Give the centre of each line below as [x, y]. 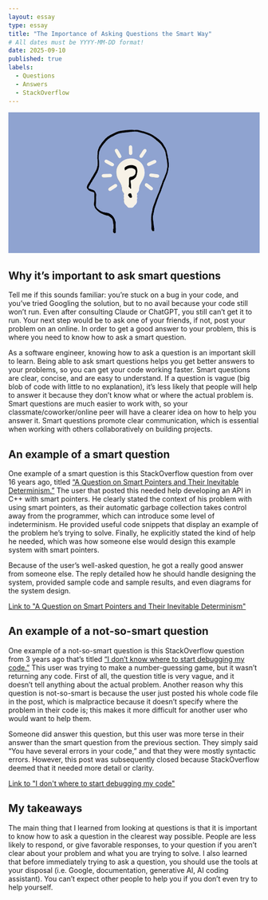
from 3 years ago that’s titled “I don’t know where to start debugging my [126, 659]
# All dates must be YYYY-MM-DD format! [77, 42]
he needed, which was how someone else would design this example [122, 541]
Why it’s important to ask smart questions [115, 276]
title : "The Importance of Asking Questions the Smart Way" [110, 34]
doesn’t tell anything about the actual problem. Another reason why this [126, 684]
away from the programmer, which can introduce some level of [112, 516]
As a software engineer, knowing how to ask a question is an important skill [132, 353]
